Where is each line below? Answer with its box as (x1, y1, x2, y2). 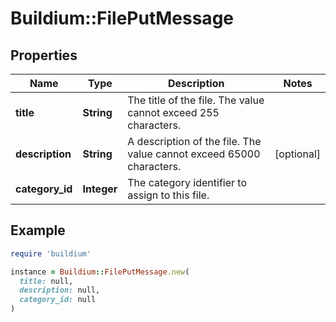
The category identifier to (127, 176, 248, 189)
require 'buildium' (10, 248, 92, 259)
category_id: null (19, 295, 97, 305)
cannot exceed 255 (127, 106, 220, 119)
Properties (10, 47, 78, 64)
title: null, (19, 276, 74, 286)
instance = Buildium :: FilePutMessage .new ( (10, 267, 190, 277)
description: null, (19, 285, 101, 296)
